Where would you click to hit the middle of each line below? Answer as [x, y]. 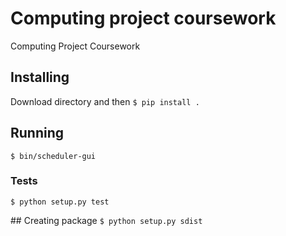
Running [37, 133]
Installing [40, 77]
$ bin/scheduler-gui [53, 156]
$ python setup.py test [60, 202]
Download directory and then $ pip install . [105, 101]
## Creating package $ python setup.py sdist [106, 220]
